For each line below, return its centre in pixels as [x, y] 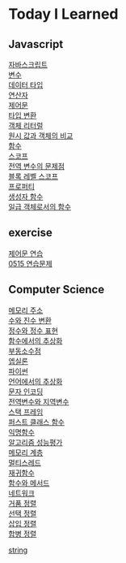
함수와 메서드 [29, 483]
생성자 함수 [26, 197]
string [18, 550]
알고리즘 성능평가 [36, 442]
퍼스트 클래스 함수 [36, 422]
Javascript [36, 44]
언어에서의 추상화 [36, 381]
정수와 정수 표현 [34, 331]
